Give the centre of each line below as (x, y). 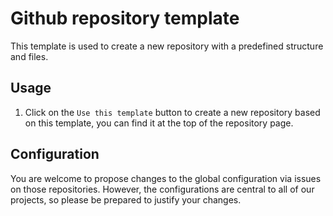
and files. (29, 56)
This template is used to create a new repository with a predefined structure (167, 46)
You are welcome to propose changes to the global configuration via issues (166, 178)
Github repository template (125, 18)
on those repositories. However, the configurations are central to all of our (162, 189)
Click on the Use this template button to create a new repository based (172, 112)
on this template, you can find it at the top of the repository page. (159, 123)
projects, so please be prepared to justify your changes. (126, 199)
